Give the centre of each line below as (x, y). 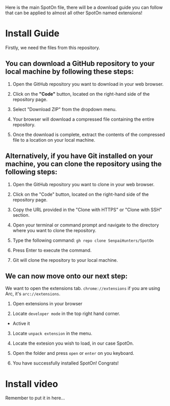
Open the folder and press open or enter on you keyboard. (73, 353)
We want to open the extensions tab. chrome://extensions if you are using (83, 288)
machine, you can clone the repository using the (83, 164)
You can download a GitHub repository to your (80, 64)
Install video (32, 384)
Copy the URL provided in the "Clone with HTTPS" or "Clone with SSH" (87, 210)
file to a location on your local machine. (54, 140)
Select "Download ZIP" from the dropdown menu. (65, 109)
